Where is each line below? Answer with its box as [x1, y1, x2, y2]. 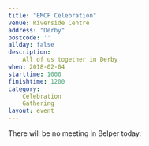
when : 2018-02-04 [8, 63, 65, 71]
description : [8, 48, 51, 56]
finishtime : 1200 [8, 77, 65, 85]
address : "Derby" [8, 26, 65, 34]
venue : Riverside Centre [8, 19, 90, 27]
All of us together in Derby [22, 56, 118, 64]
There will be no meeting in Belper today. [8, 129, 142, 138]
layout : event [8, 107, 55, 115]
